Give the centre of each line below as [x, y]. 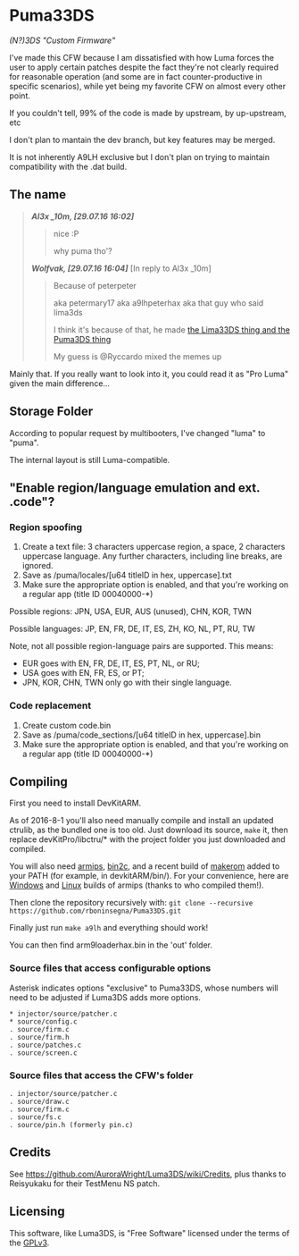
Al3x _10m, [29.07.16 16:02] [83, 216]
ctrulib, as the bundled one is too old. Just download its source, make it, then [149, 830]
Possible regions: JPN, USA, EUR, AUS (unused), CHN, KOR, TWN [130, 611]
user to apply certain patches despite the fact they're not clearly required [144, 67]
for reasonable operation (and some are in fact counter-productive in [136, 76]
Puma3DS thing [82, 339]
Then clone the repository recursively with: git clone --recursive [131, 903]
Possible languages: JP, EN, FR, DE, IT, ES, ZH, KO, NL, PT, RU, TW [133, 629]
